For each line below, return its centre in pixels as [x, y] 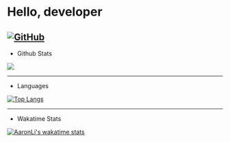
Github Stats [35, 53]
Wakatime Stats [39, 119]
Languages [33, 86]
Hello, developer [55, 12]
